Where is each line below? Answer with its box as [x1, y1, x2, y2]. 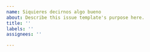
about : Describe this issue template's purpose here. [6, 15, 145, 21]
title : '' [6, 20, 31, 26]
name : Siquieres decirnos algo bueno [6, 8, 102, 15]
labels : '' [6, 25, 34, 32]
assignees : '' [6, 31, 42, 37]
